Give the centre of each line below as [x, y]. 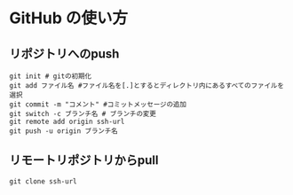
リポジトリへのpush [64, 54]
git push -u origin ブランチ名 [63, 131]
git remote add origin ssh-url [67, 121]
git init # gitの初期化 [50, 76]
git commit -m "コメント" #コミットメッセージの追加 [98, 105]
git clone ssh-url [43, 181]
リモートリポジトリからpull [84, 160]
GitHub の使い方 [69, 18]
